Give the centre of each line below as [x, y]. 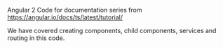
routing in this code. [36, 38]
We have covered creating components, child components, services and [112, 31]
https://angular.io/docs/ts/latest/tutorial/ [65, 17]
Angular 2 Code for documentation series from [75, 10]
